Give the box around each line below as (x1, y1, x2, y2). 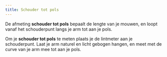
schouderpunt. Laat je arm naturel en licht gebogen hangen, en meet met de (5, 41, 162, 47)
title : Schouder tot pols (5, 7, 59, 12)
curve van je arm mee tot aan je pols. (5, 46, 81, 52)
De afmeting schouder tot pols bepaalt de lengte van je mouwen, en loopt (5, 21, 158, 27)
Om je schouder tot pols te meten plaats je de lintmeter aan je (5, 36, 133, 42)
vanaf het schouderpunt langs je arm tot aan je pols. (5, 26, 113, 32)
